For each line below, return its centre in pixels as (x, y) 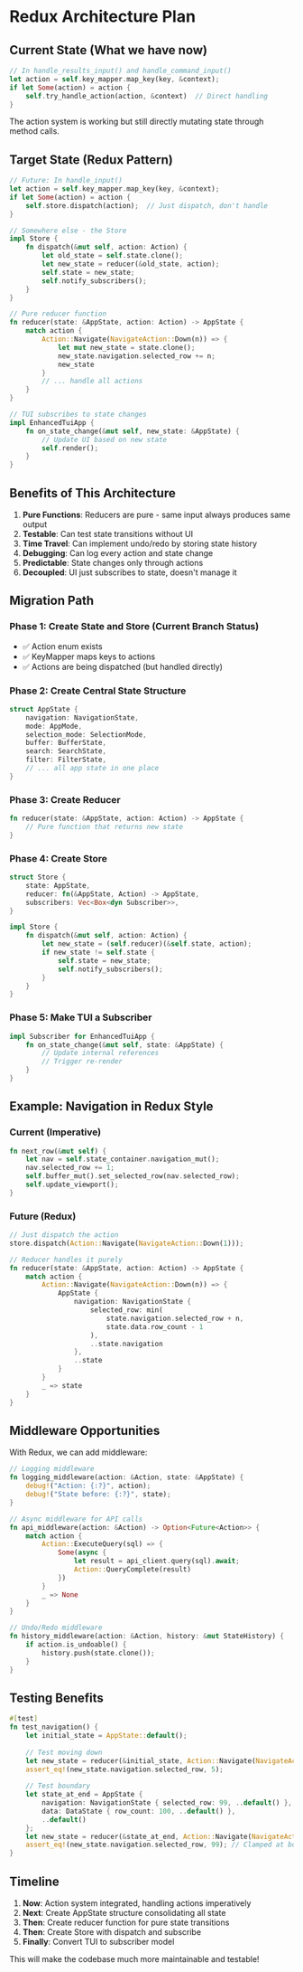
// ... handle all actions (92, 382)
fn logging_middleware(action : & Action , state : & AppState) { (127, 1477)
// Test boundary (58, 1786)
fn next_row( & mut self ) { (58, 1151)
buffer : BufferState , (66, 743)
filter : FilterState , (66, 760)
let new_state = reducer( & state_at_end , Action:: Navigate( (139, 1836)
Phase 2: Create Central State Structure (98, 691)
